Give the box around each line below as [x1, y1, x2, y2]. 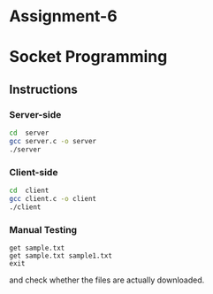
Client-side [9, 166, 58, 178]
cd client [9, 186, 49, 195]
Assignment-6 [9, 6, 118, 27]
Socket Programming [9, 47, 168, 67]
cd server [9, 128, 49, 138]
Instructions [9, 81, 78, 97]
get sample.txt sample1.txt [9, 251, 113, 260]
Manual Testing [9, 223, 78, 236]
